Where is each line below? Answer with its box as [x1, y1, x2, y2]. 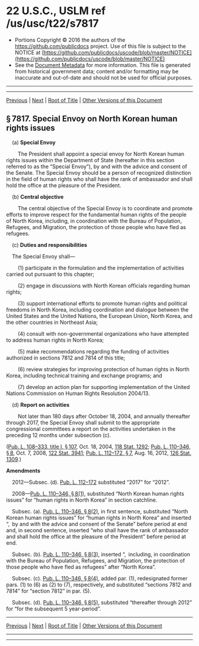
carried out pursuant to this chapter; [6, 271, 95, 278]
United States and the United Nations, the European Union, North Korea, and [6, 312, 192, 319]
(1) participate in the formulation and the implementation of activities [17, 264, 185, 271]
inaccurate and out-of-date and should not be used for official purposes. [14, 74, 192, 81]
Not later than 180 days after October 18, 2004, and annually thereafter [17, 413, 191, 420]
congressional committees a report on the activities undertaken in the [6, 425, 176, 432]
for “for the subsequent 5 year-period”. [6, 605, 101, 612]
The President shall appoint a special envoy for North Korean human [17, 150, 185, 158]
